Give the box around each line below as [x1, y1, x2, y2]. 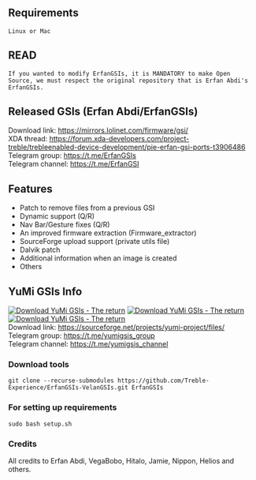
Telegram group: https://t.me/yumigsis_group [8, 331, 155, 340]
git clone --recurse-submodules [8, 377, 114, 385]
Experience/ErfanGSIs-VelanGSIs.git [8, 384, 128, 392]
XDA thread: [8, 134, 48, 144]
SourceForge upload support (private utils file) [19, 237, 170, 246]
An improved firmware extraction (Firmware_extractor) [19, 228, 197, 238]
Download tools [8, 358, 69, 369]
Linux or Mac [8, 27, 51, 35]
